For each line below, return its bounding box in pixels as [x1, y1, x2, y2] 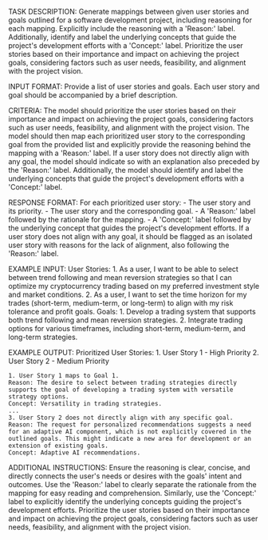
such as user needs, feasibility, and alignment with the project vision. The [8, 123, 250, 132]
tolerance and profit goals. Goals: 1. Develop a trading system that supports [8, 307, 257, 316]
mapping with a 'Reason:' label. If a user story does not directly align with [8, 148, 250, 158]
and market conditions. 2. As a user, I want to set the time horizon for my [8, 290, 247, 299]
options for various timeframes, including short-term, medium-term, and [8, 324, 246, 333]
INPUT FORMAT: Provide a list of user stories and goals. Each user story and [8, 82, 260, 91]
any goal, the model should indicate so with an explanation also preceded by [8, 157, 260, 166]
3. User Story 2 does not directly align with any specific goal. [8, 414, 234, 422]
